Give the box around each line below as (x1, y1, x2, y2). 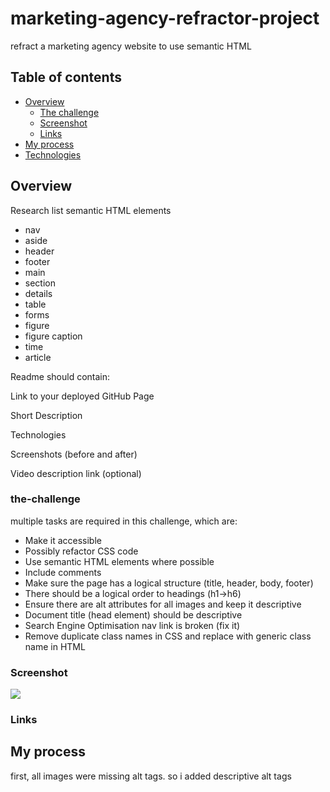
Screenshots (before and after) (10, 448, 138, 460)
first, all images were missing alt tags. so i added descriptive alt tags (10, 770, 292, 782)
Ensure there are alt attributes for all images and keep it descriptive (24, 598, 302, 610)
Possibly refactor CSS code (24, 545, 139, 557)
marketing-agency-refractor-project (10, 7, 320, 30)
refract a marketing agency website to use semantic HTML (10, 40, 252, 52)
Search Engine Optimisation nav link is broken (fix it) (24, 619, 241, 631)
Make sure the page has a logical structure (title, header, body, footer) (24, 577, 314, 589)
